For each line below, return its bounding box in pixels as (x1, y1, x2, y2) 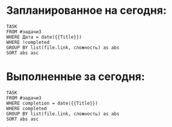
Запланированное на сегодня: (6, 4, 167, 17)
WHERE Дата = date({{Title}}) (6, 34, 82, 40)
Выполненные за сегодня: (6, 70, 146, 84)
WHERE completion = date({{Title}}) (6, 100, 98, 106)
